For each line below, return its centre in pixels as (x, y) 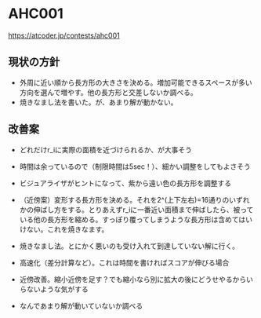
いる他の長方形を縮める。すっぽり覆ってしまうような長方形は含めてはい (136, 219)
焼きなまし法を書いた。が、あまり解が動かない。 (98, 102)
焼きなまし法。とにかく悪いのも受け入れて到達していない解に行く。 (129, 246)
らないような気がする (54, 289)
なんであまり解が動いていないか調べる (81, 305)
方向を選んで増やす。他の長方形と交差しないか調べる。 (108, 92)
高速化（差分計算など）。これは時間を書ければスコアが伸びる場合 (124, 262)
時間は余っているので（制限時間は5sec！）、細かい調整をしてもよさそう (135, 166)
